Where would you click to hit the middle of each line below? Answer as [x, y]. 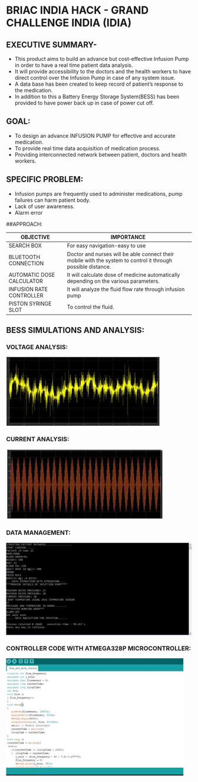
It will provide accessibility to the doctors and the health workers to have [103, 71]
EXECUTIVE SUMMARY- [52, 45]
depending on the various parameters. [113, 281]
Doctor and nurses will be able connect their [121, 254]
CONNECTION [26, 263]
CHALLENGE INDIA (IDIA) [69, 23]
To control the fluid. [90, 307]
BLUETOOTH [24, 257]
